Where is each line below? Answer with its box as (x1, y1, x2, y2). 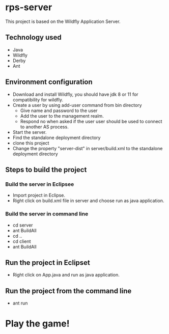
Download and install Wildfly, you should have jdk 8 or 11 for (12, 91, 138, 97)
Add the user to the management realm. (20, 113, 104, 119)
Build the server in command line (5, 210, 89, 217)
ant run (12, 300, 28, 307)
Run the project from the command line (5, 287, 132, 295)
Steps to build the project (5, 165, 87, 174)
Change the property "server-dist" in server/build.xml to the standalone (12, 145, 163, 151)
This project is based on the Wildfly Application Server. (5, 18, 121, 24)
